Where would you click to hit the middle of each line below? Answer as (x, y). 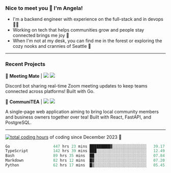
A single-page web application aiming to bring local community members (82, 111)
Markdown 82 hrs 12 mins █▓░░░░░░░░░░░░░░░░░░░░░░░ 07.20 (85, 161)
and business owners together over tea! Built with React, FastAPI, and (78, 117)
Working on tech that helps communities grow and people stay (78, 30)
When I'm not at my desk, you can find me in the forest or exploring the (87, 41)
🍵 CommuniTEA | (24, 102)
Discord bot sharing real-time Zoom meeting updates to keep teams (76, 85)
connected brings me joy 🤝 (41, 36)
